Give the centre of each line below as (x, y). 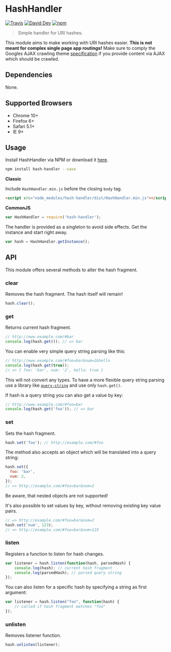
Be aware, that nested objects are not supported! (57, 495)
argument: (16, 592)
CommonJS (18, 208)
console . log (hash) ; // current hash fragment (64, 568)
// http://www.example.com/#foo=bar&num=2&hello (58, 360)
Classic (13, 179)
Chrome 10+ (25, 116)
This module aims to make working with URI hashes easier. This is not (79, 42)
